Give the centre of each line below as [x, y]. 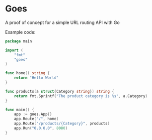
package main [19, 41]
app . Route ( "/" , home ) [36, 119]
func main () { [20, 110]
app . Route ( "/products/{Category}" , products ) [62, 124]
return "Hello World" [36, 78]
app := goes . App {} [33, 114]
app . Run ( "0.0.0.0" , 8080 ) [41, 128]
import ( [14, 50]
